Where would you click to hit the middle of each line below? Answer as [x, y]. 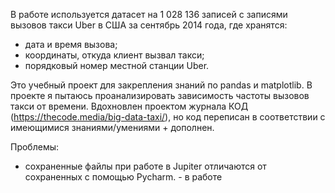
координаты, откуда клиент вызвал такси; [114, 55]
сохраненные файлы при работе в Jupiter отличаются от [145, 166]
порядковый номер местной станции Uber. [117, 65]
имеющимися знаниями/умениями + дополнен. [112, 127]
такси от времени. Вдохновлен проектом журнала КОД [129, 106]
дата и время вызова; [71, 44]
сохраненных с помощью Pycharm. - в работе [123, 177]
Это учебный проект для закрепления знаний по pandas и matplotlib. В [161, 85]
